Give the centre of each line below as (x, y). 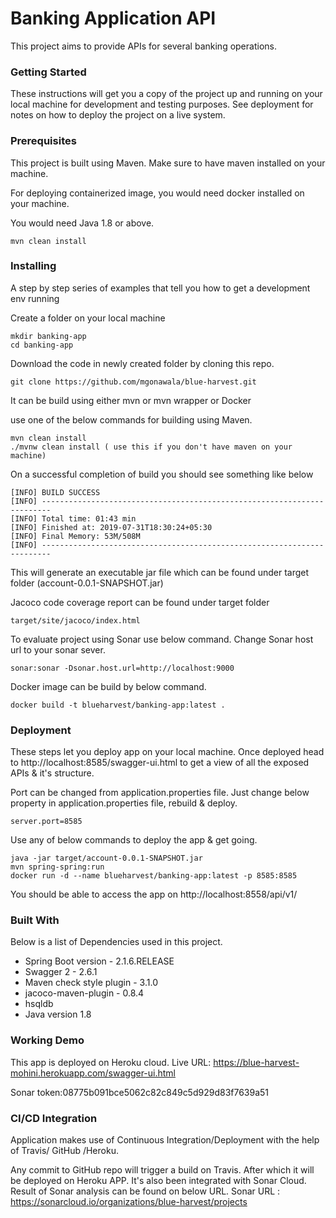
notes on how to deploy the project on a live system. (118, 115)
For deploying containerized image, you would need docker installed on (157, 193)
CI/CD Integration (54, 1118)
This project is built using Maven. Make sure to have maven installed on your (168, 163)
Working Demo (47, 1040)
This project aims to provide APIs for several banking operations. (143, 46)
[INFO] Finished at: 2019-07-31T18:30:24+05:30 (111, 527)
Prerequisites (43, 141)
